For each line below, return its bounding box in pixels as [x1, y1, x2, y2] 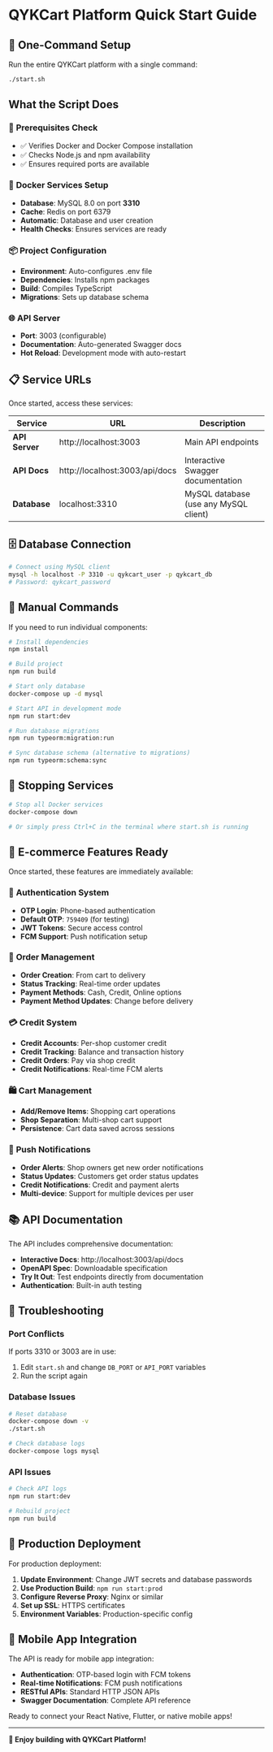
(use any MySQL [184, 498, 248, 510]
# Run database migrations [8, 726, 100, 735]
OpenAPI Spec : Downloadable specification [19, 1263, 168, 1273]
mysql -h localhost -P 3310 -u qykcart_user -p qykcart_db [8, 570, 213, 579]
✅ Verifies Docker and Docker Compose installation [19, 141, 193, 150]
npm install [8, 645, 49, 653]
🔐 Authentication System [8, 887, 110, 899]
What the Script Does [8, 98, 119, 111]
